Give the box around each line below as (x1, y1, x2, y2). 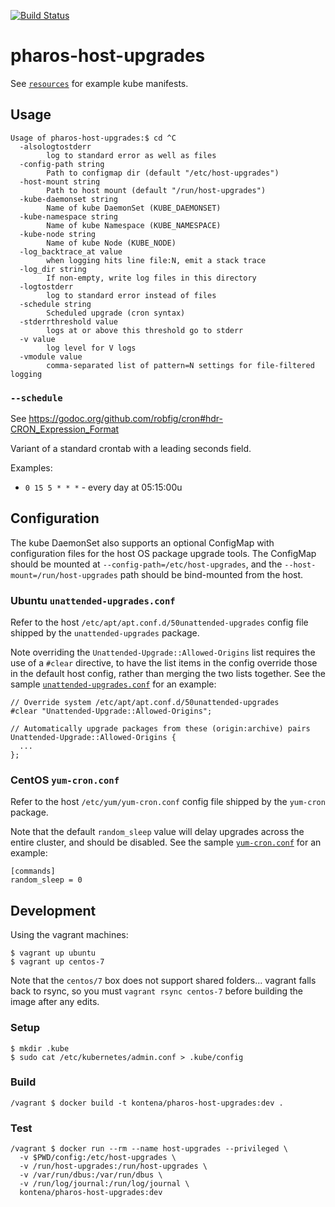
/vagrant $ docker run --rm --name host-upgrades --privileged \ (10, 1144, 288, 1154)
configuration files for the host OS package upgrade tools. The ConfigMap (10, 547, 317, 559)
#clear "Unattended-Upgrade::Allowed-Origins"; (10, 706, 213, 717)
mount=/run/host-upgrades (10, 570, 118, 580)
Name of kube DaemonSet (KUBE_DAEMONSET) (46, 203, 222, 213)
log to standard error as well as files (46, 150, 217, 160)
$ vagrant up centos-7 (10, 957, 105, 967)
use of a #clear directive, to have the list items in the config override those (10, 657, 318, 669)
